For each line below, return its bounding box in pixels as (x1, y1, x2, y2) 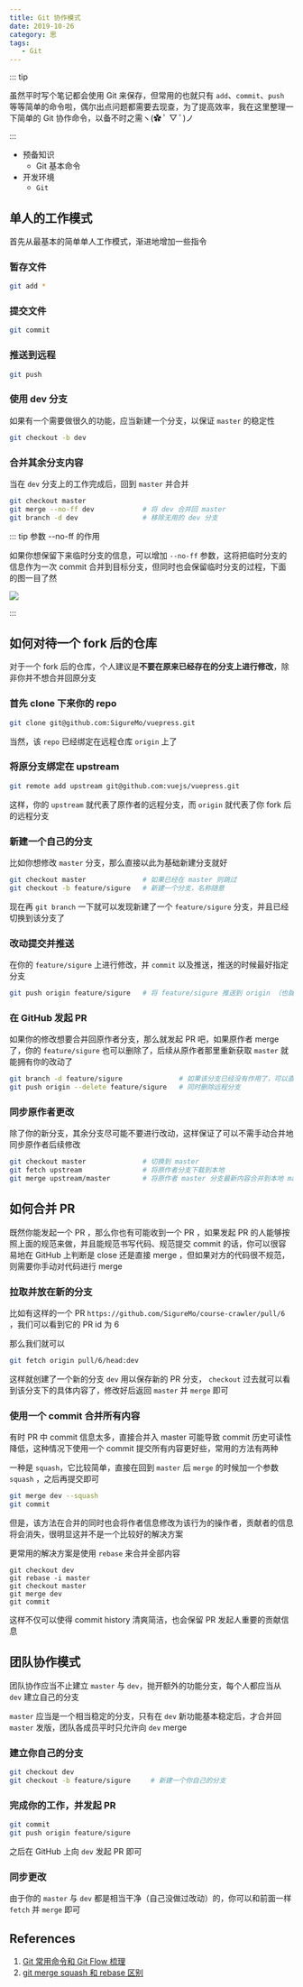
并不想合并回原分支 (24, 673, 96, 684)
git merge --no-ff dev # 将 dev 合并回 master (9, 504, 227, 514)
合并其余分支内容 (9, 456, 84, 469)
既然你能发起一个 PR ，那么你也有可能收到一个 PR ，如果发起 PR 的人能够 (9, 1227, 282, 1237)
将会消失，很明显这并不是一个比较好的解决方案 (9, 1528, 183, 1539)
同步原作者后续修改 (9, 1139, 81, 1150)
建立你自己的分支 (9, 1746, 84, 1759)
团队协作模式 (9, 1654, 81, 1670)
